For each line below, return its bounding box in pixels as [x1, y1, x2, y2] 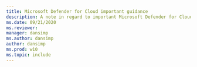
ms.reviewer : [6, 24, 38, 31]
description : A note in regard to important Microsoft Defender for [6, 14, 177, 20]
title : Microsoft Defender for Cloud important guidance [6, 8, 148, 15]
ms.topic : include [6, 52, 51, 58]
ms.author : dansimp [6, 36, 54, 41]
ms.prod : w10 [6, 47, 38, 52]
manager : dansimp [6, 30, 49, 36]
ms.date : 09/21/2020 [6, 19, 57, 25]
